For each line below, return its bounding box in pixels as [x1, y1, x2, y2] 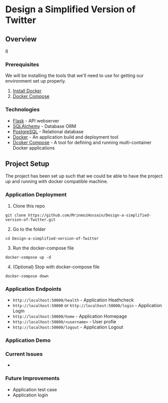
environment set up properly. [5, 78, 66, 84]
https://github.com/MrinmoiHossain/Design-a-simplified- [27, 213, 152, 218]
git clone [5, 213, 26, 218]
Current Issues [5, 350, 43, 358]
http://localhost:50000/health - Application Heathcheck [12, 297, 134, 303]
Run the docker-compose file [12, 245, 74, 251]
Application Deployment [5, 191, 67, 198]
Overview [5, 35, 37, 43]
